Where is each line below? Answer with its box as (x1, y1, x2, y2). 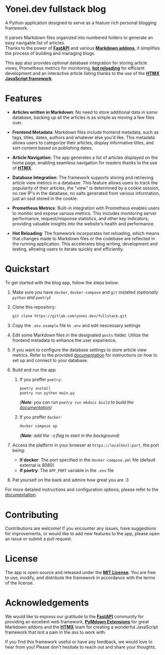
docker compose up (19, 424, 57, 429)
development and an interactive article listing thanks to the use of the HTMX (5, 70, 160, 76)
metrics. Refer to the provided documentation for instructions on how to (12, 352, 158, 358)
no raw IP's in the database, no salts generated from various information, (12, 190, 160, 196)
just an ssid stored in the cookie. (12, 195, 78, 201)
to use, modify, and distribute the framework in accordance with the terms (5, 575, 156, 581)
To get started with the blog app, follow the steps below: (5, 280, 119, 286)
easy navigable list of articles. (5, 39, 65, 45)
